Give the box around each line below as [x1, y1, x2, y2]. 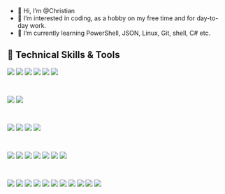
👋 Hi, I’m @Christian [17, 7, 75, 15]
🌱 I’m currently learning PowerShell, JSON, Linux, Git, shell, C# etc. [17, 29, 211, 37]
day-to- [196, 14, 219, 22]
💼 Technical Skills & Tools [7, 49, 120, 61]
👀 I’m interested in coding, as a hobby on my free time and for [17, 14, 196, 22]
